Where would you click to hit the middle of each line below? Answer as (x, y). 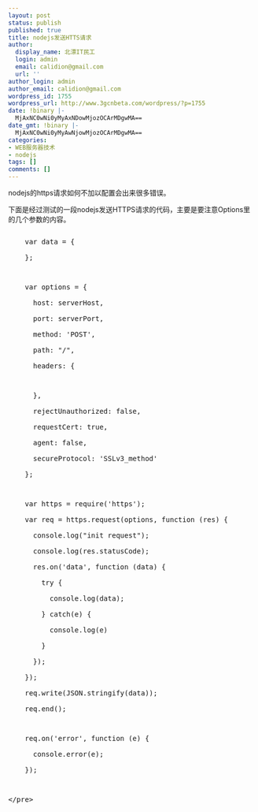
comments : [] (29, 169)
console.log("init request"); (91, 536)
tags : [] (22, 162)
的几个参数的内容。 (39, 219)
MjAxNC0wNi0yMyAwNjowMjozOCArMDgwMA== (79, 132)
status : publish (35, 23)
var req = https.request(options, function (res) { (126, 520)
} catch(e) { (66, 615)
